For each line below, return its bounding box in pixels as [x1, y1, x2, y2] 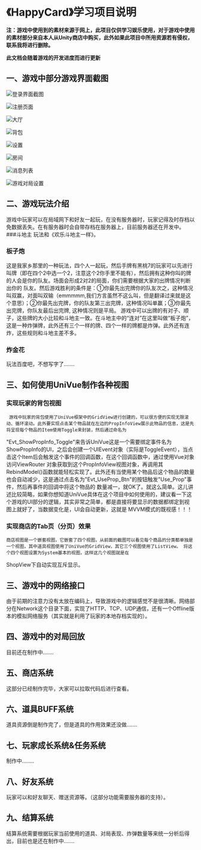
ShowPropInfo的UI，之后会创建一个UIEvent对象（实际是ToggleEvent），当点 [6, 446, 193, 453]
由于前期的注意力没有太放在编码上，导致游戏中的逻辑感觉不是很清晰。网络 [6, 597, 190, 604]
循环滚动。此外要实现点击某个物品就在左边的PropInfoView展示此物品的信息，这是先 [14, 421, 194, 426]
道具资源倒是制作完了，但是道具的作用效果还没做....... [6, 721, 138, 728]
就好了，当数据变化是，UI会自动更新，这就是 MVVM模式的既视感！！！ [16, 506, 193, 513]
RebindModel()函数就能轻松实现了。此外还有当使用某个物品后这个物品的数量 [6, 468, 195, 475]
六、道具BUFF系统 [6, 704, 74, 714]
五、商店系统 [6, 668, 54, 678]
